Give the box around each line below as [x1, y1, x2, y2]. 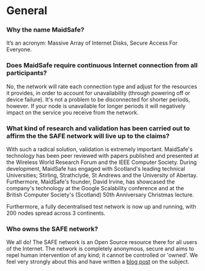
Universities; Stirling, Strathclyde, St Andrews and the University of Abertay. [6, 172, 198, 179]
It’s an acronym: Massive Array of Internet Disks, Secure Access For [6, 39, 178, 46]
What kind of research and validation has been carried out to [6, 124, 190, 132]
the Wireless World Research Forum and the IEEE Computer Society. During [6, 158, 197, 166]
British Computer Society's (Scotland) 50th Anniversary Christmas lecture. [6, 191, 195, 199]
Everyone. [6, 46, 32, 53]
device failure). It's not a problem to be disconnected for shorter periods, [6, 95, 190, 103]
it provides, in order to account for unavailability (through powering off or [6, 89, 191, 97]
